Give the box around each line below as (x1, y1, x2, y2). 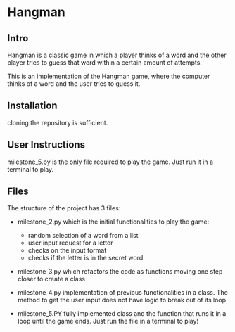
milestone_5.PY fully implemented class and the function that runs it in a (17, 309, 227, 318)
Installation (7, 100, 58, 112)
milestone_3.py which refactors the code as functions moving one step (17, 267, 223, 276)
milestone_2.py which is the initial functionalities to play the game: (17, 217, 210, 226)
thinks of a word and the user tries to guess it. (7, 79, 141, 88)
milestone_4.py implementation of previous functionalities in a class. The (17, 288, 229, 297)
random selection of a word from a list (27, 231, 139, 240)
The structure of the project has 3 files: (7, 204, 121, 212)
